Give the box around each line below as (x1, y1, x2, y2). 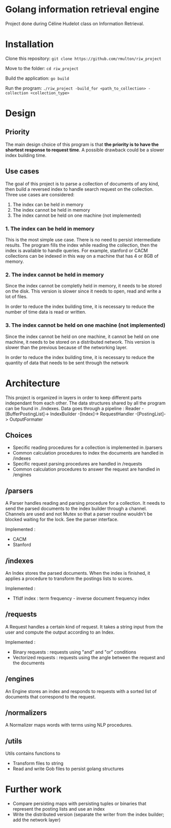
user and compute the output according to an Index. (5, 629, 115, 635)
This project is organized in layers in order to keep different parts (5, 394, 142, 400)
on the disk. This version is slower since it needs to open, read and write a (5, 288, 161, 295)
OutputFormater (9, 416, 43, 422)
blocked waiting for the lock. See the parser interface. (5, 517, 119, 523)
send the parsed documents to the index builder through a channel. (5, 505, 147, 512)
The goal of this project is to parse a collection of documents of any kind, (5, 181, 159, 187)
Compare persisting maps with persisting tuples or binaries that (12, 800, 146, 807)
